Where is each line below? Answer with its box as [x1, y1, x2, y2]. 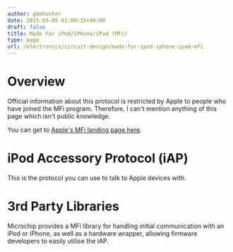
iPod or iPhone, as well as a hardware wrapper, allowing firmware [7, 229, 198, 237]
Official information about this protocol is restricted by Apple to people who [7, 97, 227, 105]
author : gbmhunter [7, 10, 61, 18]
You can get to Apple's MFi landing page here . [7, 125, 143, 134]
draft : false [7, 23, 46, 30]
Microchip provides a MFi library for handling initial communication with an [7, 222, 225, 230]
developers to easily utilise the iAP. [7, 236, 109, 245]
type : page [7, 37, 40, 44]
